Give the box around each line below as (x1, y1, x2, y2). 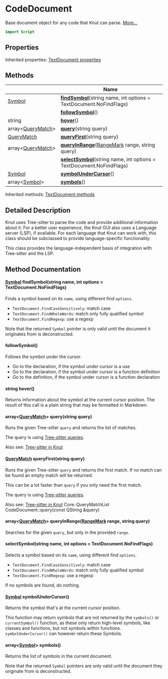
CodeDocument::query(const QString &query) (5, 507, 100, 513)
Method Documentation (5, 265, 81, 274)
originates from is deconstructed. (5, 331, 74, 337)
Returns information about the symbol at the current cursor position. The (5, 397, 155, 403)
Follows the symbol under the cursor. (5, 354, 81, 360)
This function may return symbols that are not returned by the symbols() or (5, 615, 159, 621)
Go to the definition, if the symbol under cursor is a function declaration (12, 374, 160, 380)
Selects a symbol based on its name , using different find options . (5, 552, 136, 558)
